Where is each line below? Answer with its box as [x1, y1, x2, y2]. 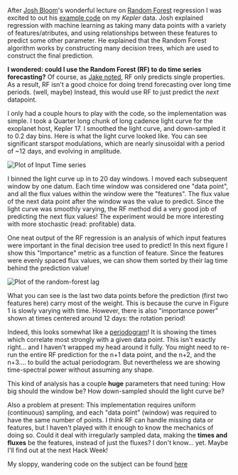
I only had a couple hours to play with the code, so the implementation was [7, 110, 227, 117]
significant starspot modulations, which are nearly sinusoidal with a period [7, 139, 225, 148]
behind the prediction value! [7, 264, 90, 272]
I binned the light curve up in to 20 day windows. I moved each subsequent [7, 174, 227, 183]
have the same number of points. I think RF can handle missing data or [7, 416, 214, 424]
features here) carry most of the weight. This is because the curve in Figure [7, 299, 229, 307]
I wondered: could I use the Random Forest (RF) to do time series [7, 65, 202, 73]
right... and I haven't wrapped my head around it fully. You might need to [7, 343, 220, 351]
